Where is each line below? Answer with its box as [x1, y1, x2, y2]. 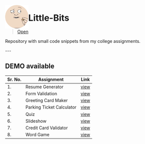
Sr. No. [7, 76, 22, 82]
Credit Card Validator [25, 125, 68, 131]
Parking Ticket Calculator [25, 104, 77, 110]
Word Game [25, 132, 50, 138]
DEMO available [5, 62, 55, 71]
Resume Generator [25, 84, 64, 90]
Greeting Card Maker [25, 98, 68, 103]
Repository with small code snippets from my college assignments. [5, 38, 141, 44]
